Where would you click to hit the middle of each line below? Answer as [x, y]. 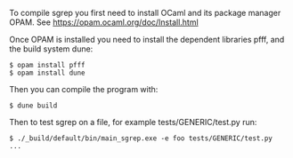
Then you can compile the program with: [84, 89]
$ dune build [33, 106]
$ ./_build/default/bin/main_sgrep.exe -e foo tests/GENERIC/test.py [141, 138]
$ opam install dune [48, 73]
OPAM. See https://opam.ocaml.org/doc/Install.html [104, 22]
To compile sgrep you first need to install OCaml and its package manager [145, 13]
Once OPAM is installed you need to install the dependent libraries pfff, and [147, 39]
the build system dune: [51, 49]
